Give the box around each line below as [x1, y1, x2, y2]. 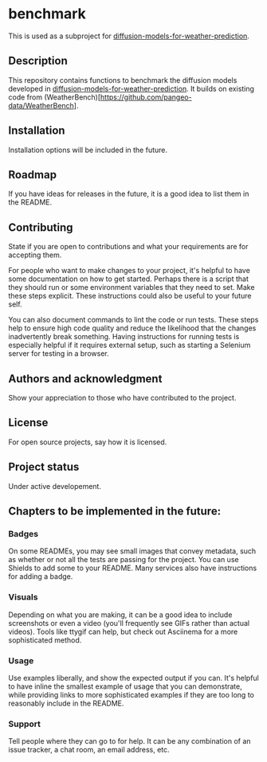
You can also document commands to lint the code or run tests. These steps [8, 315, 259, 325]
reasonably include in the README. [8, 698, 124, 708]
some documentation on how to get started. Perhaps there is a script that [8, 274, 249, 283]
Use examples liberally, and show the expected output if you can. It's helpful [8, 673, 259, 682]
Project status [8, 460, 80, 474]
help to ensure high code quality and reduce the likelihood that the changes [8, 323, 257, 333]
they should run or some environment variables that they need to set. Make [8, 283, 255, 292]
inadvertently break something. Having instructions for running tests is [8, 332, 240, 342]
